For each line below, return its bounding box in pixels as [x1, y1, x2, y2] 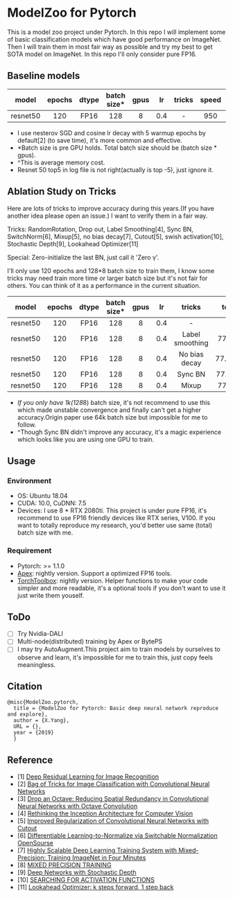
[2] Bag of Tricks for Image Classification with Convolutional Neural [17, 780, 210, 788]
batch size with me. [17, 528, 74, 537]
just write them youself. [17, 591, 85, 599]
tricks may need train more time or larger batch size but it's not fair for [7, 274, 208, 282]
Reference [7, 754, 53, 766]
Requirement [7, 546, 52, 555]
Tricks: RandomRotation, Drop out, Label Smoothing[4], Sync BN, [7, 225, 193, 233]
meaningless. [17, 660, 56, 668]
